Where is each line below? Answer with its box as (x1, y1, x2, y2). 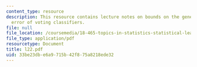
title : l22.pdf (6, 47, 43, 52)
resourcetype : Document (6, 41, 64, 47)
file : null (6, 24, 33, 31)
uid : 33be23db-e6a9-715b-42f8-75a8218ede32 (6, 52, 114, 58)
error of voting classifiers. (11, 19, 85, 25)
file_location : (6, 30, 43, 36)
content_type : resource (6, 8, 64, 15)
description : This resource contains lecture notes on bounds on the (6, 14, 180, 20)
